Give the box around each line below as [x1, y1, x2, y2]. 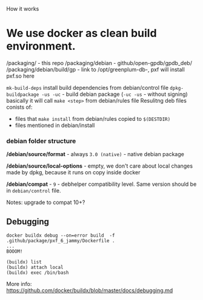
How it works [6, 5, 39, 12]
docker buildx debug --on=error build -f [6, 233, 115, 239]
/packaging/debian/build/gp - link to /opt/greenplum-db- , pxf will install [6, 66, 185, 73]
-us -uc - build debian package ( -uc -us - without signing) [41, 90, 188, 98]
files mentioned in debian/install [15, 121, 95, 129]
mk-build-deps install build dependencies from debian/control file [6, 84, 168, 91]
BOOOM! [6, 248, 23, 254]
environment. [6, 39, 76, 53]
